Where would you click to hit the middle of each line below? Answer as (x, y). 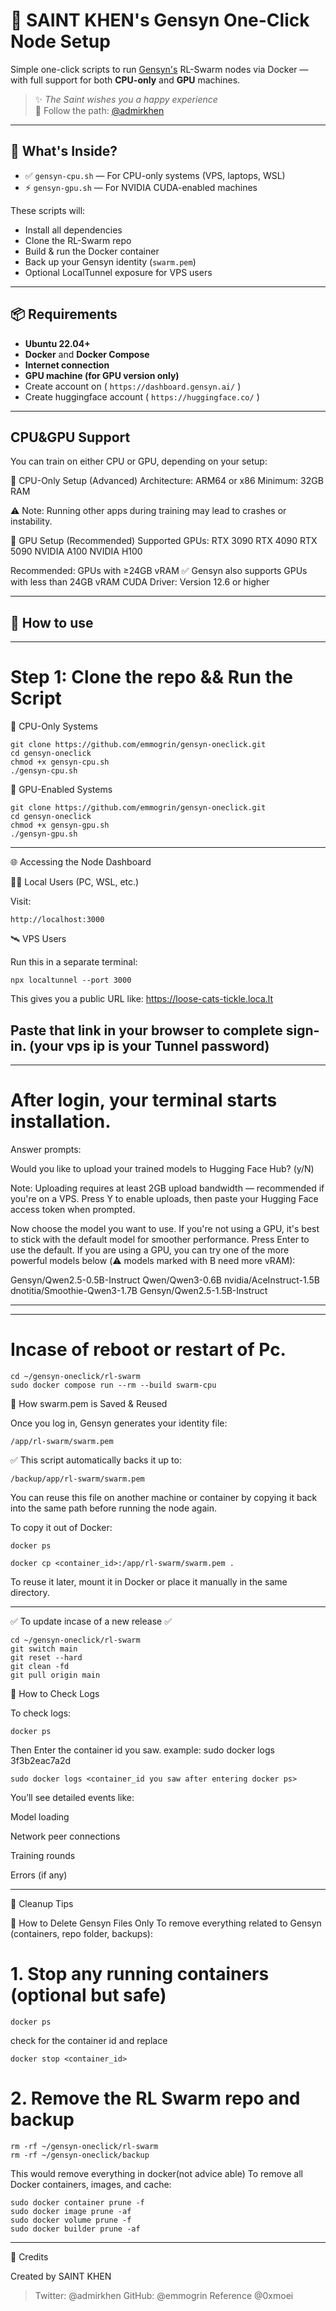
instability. (31, 521)
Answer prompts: (46, 1149)
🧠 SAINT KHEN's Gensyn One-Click (160, 20)
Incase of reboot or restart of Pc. (148, 1350)
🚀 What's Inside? (64, 151)
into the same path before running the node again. (113, 1508)
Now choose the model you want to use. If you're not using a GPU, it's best (165, 1228)
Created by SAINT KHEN (61, 2276)
